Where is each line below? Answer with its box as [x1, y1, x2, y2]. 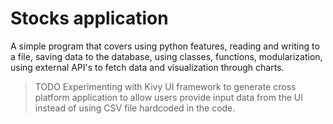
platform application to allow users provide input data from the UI [34, 91, 303, 103]
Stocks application [10, 7, 169, 30]
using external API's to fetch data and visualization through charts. [10, 61, 285, 73]
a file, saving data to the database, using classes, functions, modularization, [10, 50, 323, 62]
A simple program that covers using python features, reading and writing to [10, 40, 320, 52]
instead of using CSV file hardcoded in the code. [34, 102, 236, 114]
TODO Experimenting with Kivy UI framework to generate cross [34, 80, 297, 92]
